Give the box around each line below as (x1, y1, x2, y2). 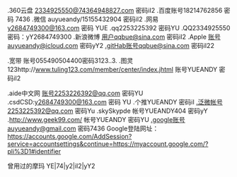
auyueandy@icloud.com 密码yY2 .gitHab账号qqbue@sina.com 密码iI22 (7, 42, 214, 49)
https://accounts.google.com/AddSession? (7, 133, 132, 140)
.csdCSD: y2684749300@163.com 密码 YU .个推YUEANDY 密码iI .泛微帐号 (7, 98, 223, 106)
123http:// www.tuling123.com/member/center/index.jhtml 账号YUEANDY (7, 66, 218, 73)
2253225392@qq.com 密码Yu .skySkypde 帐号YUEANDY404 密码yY (7, 106, 208, 115)
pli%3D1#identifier (7, 147, 62, 155)
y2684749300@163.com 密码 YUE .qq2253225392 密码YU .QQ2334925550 (7, 24, 231, 32)
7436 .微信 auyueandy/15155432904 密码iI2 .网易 (15, 15, 159, 23)
